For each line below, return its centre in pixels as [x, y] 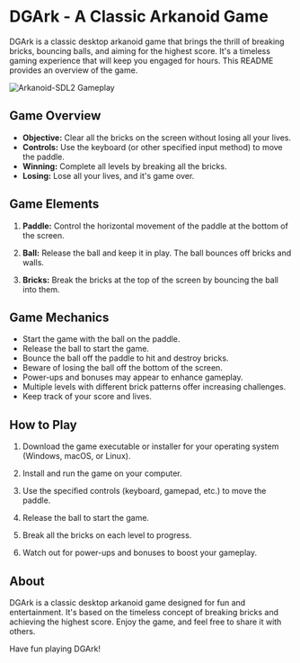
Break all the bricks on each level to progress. [107, 535]
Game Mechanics [59, 317]
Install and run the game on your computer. [102, 473]
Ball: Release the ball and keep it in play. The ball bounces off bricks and [157, 253]
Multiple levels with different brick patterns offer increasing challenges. [154, 387]
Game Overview [55, 116]
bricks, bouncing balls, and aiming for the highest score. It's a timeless [140, 50]
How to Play [44, 425]
